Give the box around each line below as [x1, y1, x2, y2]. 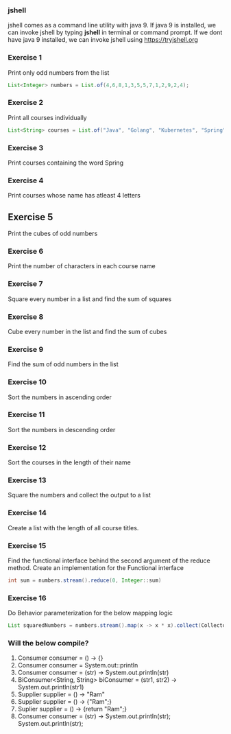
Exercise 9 [8, 344, 44, 354]
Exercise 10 [8, 377, 47, 387]
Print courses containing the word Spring [8, 158, 124, 167]
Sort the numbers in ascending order [8, 393, 112, 401]
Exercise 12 [8, 442, 47, 452]
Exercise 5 [8, 211, 53, 223]
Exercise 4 [8, 176, 44, 185]
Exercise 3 [8, 143, 44, 152]
